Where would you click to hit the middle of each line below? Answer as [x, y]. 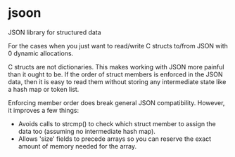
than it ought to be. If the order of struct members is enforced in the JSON [115, 74]
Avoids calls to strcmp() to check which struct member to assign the [117, 123]
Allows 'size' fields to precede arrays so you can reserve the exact [115, 139]
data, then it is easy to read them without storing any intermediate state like [117, 81]
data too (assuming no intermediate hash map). [87, 131]
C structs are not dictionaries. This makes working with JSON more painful [116, 67]
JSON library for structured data [55, 32]
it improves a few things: [44, 110]
